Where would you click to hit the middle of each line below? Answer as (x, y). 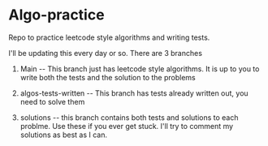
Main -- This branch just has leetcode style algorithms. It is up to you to (140, 69)
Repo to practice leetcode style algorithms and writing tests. (109, 37)
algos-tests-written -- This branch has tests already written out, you (134, 93)
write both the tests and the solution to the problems (108, 77)
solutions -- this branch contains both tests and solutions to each (129, 117)
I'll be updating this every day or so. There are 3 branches (106, 53)
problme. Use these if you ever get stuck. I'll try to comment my (127, 126)
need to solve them (52, 101)
